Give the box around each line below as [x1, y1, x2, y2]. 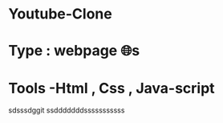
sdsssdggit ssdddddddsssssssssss [8, 105, 125, 115]
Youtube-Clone [8, 5, 112, 23]
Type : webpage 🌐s [8, 42, 140, 60]
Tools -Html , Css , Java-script [8, 79, 215, 97]
